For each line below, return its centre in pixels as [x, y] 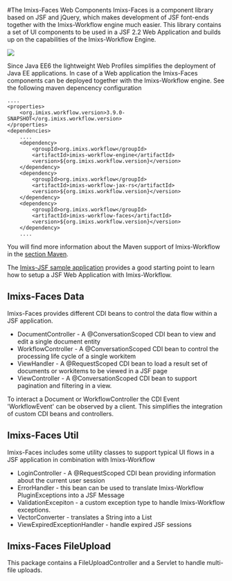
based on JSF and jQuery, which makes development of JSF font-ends [108, 17]
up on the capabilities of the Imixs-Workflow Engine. [82, 39]
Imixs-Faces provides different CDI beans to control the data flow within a [112, 313]
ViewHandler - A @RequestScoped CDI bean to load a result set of [112, 364]
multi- [215, 563]
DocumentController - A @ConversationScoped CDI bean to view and [116, 334]
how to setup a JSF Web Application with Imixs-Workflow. [90, 275]
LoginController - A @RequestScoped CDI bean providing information [116, 473]
